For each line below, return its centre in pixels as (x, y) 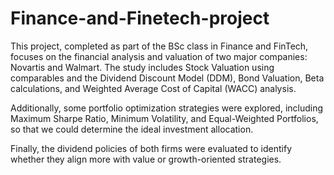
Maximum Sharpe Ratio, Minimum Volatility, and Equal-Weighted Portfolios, (164, 118)
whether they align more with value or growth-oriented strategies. (146, 159)
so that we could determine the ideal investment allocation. (132, 129)
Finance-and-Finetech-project (140, 18)
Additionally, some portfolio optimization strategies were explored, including (167, 108)
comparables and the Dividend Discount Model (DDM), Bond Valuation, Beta (167, 78)
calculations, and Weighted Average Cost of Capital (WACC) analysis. (153, 88)
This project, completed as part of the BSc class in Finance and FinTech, (159, 46)
